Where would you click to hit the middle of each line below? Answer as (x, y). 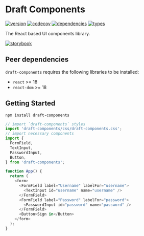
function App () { (24, 171)
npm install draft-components (38, 115)
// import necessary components (40, 134)
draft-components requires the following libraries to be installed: (72, 72)
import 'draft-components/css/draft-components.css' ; (64, 129)
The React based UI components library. (48, 33)
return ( (19, 176)
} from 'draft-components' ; (35, 162)
